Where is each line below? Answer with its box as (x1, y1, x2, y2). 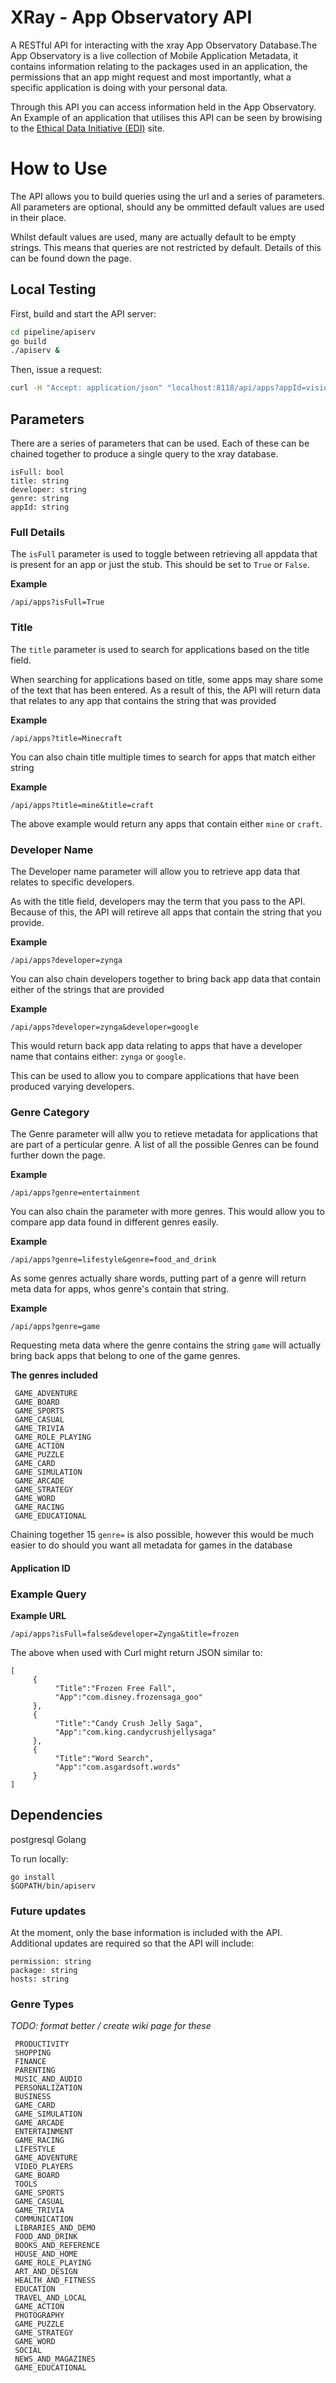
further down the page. (10, 1149, 106, 1161)
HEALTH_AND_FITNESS (14, 2276, 97, 2286)
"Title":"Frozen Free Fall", (54, 1684, 177, 1694)
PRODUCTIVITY (14, 2039, 70, 2050)
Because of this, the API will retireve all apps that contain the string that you (10, 906, 322, 918)
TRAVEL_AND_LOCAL (14, 2293, 87, 2303)
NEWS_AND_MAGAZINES (14, 2354, 97, 2365)
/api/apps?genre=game (10, 1322, 101, 1332)
